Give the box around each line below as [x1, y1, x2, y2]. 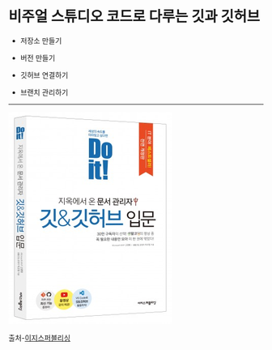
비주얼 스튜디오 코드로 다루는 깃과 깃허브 [8, 7, 261, 26]
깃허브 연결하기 [19, 70, 69, 79]
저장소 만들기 [19, 36, 62, 45]
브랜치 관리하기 [19, 87, 69, 97]
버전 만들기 [19, 53, 56, 62]
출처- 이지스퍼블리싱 [8, 333, 71, 343]
